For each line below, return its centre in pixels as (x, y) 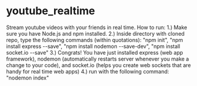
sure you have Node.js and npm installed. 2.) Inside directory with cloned (96, 33)
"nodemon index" (28, 78)
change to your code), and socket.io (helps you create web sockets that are (99, 65)
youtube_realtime (51, 11)
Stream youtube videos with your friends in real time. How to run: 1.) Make (97, 27)
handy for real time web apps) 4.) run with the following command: (88, 71)
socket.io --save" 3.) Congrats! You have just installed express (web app (95, 52)
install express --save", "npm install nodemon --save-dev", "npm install (93, 46)
